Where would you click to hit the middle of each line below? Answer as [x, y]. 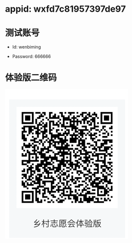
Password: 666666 [31, 56]
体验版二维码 [31, 78]
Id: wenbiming [26, 47]
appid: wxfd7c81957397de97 [66, 9]
